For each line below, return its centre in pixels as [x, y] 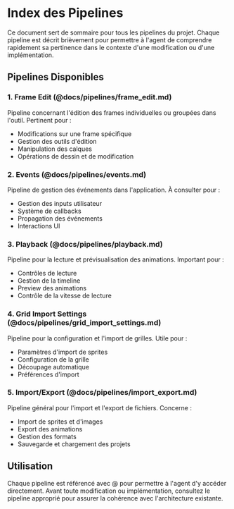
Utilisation [30, 466]
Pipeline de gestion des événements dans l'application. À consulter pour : [114, 190]
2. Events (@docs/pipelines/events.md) [77, 174]
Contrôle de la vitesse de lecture [65, 296]
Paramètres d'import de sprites [63, 352]
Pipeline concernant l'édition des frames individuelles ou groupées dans [112, 112]
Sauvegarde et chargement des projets [74, 444]
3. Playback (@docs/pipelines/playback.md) [85, 244]
